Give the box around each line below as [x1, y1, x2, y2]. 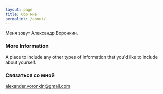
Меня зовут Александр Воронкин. [5, 30, 78, 36]
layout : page [5, 7, 33, 12]
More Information [5, 43, 49, 50]
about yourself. [5, 59, 37, 65]
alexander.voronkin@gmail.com [5, 83, 70, 89]
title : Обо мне [5, 12, 37, 17]
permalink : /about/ [5, 16, 46, 21]
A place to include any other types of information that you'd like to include [5, 54, 158, 60]
